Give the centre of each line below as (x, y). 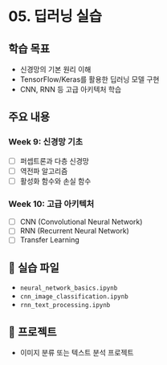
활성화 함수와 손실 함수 (55, 180)
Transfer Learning (50, 240)
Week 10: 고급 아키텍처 (51, 204)
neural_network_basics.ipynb (69, 288)
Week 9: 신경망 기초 (46, 142)
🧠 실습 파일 (34, 268)
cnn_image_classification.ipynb (74, 297)
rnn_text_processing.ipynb (65, 306)
